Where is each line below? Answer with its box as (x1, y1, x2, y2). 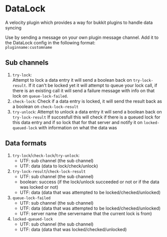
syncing (5, 24, 21, 30)
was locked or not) (19, 184, 59, 190)
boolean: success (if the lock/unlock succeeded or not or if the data (19, 179, 160, 185)
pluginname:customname (5, 45, 52, 50)
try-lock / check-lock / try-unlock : (12, 152, 80, 158)
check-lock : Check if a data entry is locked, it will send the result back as (12, 98, 162, 104)
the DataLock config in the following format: (5, 39, 96, 45)
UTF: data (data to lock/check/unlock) (19, 163, 98, 169)
